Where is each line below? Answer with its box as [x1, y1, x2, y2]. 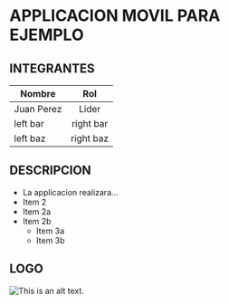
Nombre [20, 88, 56, 100]
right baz [71, 132, 110, 145]
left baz [14, 132, 46, 145]
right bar [71, 118, 109, 129]
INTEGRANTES [9, 61, 95, 76]
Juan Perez [14, 103, 62, 115]
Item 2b [22, 215, 52, 226]
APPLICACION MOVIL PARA [9, 5, 221, 26]
